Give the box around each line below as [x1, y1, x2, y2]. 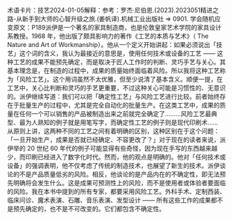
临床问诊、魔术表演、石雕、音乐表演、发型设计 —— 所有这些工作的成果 [7, 196, 212, 204]
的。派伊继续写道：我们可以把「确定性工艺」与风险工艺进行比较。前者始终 [7, 93, 220, 100]
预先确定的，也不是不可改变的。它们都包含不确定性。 [12, 204, 165, 213]
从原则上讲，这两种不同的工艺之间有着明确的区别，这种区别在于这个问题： [7, 127, 220, 135]
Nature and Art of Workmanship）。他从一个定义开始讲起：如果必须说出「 [7, 41, 216, 48]
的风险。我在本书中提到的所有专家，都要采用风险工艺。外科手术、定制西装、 [7, 187, 226, 196]
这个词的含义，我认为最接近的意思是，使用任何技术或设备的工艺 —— [19, 49, 216, 57]
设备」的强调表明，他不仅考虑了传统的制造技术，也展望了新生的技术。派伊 [7, 162, 220, 169]
